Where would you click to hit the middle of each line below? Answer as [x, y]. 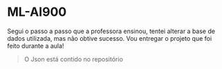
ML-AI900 [37, 12]
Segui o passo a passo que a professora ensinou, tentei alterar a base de [111, 31]
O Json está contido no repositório [73, 59]
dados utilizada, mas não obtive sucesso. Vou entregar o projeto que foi [110, 38]
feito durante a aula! [36, 46]
